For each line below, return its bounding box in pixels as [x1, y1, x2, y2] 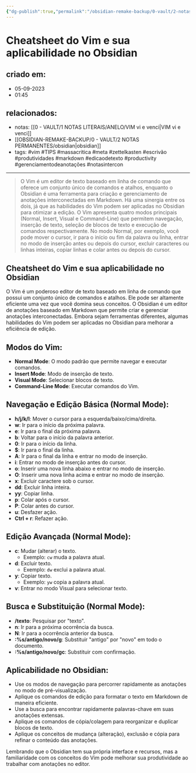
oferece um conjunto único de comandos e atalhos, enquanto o [20, 184, 173, 191]
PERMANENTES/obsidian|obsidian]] [14, 142, 101, 149]
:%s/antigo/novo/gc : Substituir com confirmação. [14, 648, 136, 655]
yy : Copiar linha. [14, 490, 54, 497]
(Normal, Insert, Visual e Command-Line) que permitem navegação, [20, 215, 184, 223]
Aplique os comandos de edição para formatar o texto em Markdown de [14, 693, 188, 700]
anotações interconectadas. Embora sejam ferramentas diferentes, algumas [6, 313, 188, 320]
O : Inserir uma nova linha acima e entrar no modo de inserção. [14, 471, 164, 478]
